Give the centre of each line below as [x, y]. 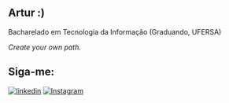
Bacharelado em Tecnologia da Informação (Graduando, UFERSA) [115, 31]
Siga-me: [31, 72]
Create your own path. [44, 47]
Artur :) [26, 13]
